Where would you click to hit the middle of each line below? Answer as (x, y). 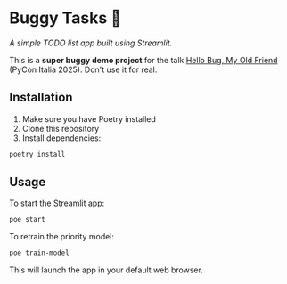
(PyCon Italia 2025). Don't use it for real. (83, 69)
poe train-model (39, 253)
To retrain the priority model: (61, 237)
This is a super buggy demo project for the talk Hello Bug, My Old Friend (143, 60)
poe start (28, 220)
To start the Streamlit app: (57, 203)
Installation (41, 97)
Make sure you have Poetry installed (89, 118)
